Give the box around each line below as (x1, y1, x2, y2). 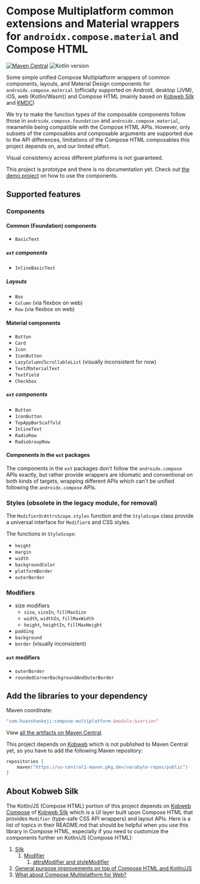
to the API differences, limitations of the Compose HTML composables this (6, 136, 190, 143)
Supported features (6, 190, 81, 200)
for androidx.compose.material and (6, 30, 179, 43)
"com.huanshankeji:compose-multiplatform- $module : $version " (6, 718, 159, 724)
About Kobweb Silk (6, 787, 79, 797)
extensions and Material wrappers (6, 17, 180, 31)
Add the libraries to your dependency (6, 691, 148, 701)
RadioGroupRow (14, 438, 50, 445)
